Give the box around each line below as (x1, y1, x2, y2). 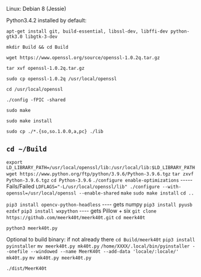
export (6, 159, 23, 165)
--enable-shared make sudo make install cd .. (79, 190, 194, 196)
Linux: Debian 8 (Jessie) (6, 5, 67, 12)
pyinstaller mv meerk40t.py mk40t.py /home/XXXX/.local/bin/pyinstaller (6, 243, 190, 249)
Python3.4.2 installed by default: (6, 17, 87, 23)
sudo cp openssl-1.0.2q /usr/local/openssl (6, 76, 117, 82)
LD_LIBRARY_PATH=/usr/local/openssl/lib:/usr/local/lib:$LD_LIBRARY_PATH (6, 164, 196, 170)
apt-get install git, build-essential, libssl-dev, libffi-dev (6, 28, 169, 34)
